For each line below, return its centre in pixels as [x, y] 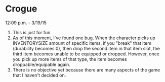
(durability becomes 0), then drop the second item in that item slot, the [86, 48]
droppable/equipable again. [42, 64]
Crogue [21, 9]
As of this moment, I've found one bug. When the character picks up [84, 38]
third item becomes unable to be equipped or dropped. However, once [86, 54]
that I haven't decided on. [39, 75]
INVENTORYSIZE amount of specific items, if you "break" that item [82, 43]
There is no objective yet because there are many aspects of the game [86, 70]
